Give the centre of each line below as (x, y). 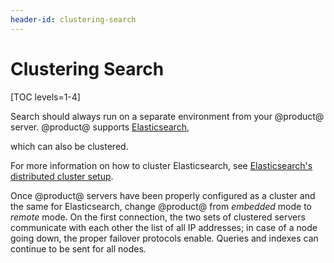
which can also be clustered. (69, 146)
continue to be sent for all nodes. (78, 248)
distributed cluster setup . (62, 176)
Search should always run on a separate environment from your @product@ (167, 116)
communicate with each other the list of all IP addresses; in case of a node (164, 227)
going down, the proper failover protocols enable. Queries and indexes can (164, 238)
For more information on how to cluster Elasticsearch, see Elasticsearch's (161, 165)
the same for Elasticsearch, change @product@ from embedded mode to (161, 206)
